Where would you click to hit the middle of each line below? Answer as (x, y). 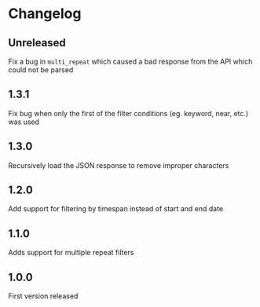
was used (24, 122)
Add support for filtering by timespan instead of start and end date (116, 209)
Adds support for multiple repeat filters (71, 253)
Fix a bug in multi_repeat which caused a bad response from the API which (130, 61)
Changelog (45, 14)
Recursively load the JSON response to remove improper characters (119, 165)
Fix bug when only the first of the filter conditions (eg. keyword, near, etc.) (128, 113)
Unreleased (37, 43)
